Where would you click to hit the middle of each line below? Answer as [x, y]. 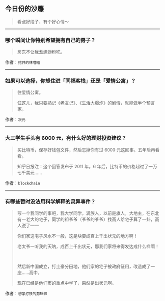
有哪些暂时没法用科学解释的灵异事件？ [50, 202]
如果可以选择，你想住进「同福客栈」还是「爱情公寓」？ [70, 81]
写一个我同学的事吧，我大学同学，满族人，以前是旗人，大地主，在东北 [88, 213]
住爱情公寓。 [30, 92]
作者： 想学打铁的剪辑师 [26, 293]
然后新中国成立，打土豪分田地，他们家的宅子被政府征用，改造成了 [84, 266]
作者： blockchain [23, 183]
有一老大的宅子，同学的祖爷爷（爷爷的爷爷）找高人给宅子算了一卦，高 [88, 219]
